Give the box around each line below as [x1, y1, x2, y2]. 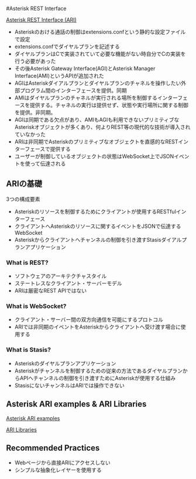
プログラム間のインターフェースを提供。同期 [19, 87, 127, 94]
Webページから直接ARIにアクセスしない [14, 459, 111, 466]
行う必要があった [14, 58, 56, 64]
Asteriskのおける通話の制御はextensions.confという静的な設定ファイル [14, 29, 186, 35]
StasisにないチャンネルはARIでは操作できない [14, 382, 125, 389]
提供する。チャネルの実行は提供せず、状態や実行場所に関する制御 [30, 102, 188, 108]
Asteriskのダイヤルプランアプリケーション [14, 360, 116, 367]
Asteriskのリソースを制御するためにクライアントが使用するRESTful [14, 208, 177, 215]
